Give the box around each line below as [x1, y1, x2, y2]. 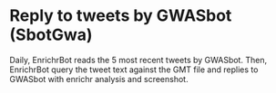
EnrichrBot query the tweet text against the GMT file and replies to [9, 64, 259, 75]
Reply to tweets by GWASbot [9, 5, 232, 26]
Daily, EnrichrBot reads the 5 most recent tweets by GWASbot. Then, [9, 54, 267, 65]
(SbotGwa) [9, 24, 93, 45]
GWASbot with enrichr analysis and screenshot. [9, 73, 189, 84]
